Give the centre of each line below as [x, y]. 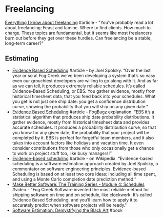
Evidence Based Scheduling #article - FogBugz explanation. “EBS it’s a [83, 112]
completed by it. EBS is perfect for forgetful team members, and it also [83, 138]
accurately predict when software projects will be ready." [70, 205]
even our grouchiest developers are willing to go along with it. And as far [85, 80]
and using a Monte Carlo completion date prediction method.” [74, 179]
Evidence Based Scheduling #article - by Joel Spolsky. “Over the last [81, 70]
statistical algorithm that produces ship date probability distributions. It [83, 117]
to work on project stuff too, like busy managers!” [62, 153]
